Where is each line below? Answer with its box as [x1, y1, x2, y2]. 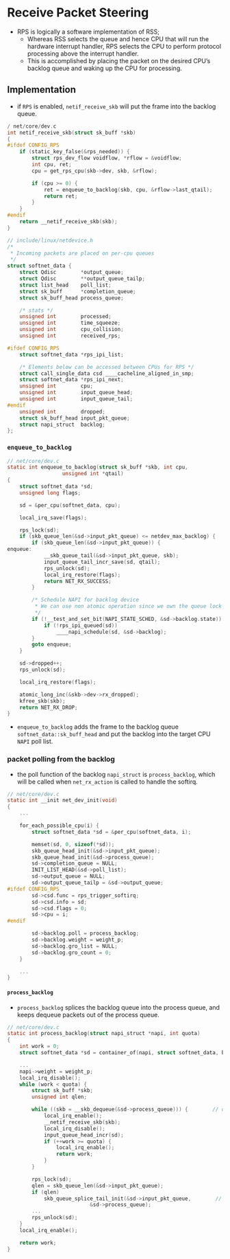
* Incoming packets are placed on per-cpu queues [10, 249, 155, 257]
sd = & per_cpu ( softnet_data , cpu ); [19, 501, 121, 509]
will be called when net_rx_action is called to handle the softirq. [16, 778, 199, 786]
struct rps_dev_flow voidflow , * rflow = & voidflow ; [31, 155, 183, 162]
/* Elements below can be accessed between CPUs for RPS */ [19, 363, 194, 370]
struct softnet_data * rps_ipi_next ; [19, 376, 125, 383]
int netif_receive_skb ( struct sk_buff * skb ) [7, 129, 136, 136]
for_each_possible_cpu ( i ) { [19, 822, 99, 829]
